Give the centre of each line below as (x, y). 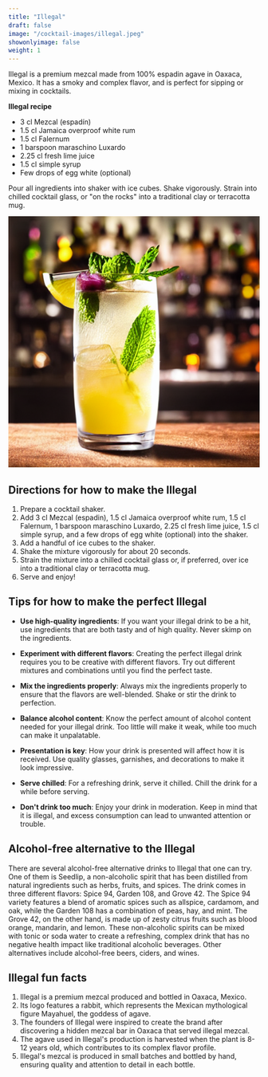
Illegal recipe (30, 107)
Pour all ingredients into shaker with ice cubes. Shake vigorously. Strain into (133, 188)
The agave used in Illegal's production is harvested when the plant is (132, 1040)
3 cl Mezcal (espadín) (55, 122)
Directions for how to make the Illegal (102, 490)
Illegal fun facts (48, 978)
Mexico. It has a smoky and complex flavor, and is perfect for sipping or (126, 83)
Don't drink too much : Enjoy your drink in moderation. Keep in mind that (138, 807)
